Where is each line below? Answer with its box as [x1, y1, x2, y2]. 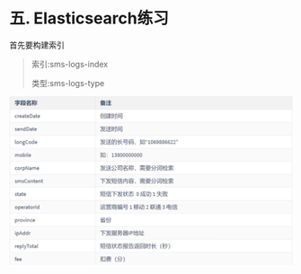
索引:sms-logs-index [31, 58, 109, 69]
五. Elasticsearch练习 [9, 8, 169, 29]
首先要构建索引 [9, 40, 65, 50]
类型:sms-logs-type [31, 77, 105, 88]
